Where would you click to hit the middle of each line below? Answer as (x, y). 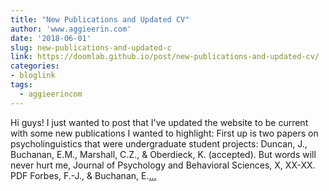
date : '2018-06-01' (51, 38)
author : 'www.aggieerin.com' (71, 29)
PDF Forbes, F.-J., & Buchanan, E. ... (83, 175)
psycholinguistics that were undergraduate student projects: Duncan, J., (159, 143)
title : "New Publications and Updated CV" (100, 19)
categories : (35, 66)
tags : (21, 85)
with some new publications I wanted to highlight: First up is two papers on (164, 133)
